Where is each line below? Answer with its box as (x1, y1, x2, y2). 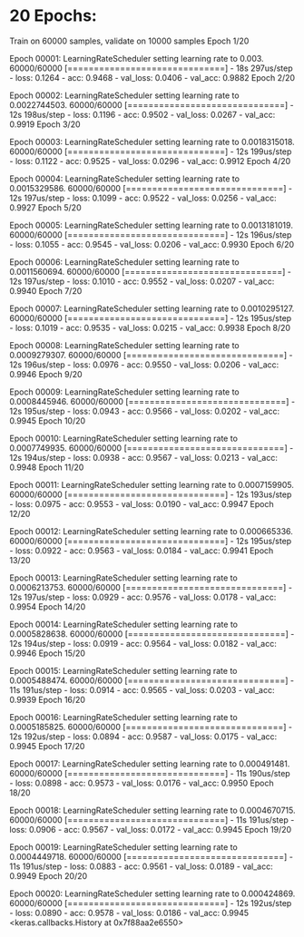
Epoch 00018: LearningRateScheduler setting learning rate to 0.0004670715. (9, 805, 297, 815)
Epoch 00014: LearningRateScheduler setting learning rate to (9, 619, 239, 630)
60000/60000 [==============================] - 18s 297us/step (9, 63, 293, 73)
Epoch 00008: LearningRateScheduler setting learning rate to (9, 339, 240, 350)
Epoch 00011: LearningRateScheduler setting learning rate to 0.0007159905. (9, 479, 295, 490)
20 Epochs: (9, 5, 97, 26)
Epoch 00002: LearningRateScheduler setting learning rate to (9, 90, 240, 101)
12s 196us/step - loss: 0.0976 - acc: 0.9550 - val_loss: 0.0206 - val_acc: (9, 359, 279, 370)
